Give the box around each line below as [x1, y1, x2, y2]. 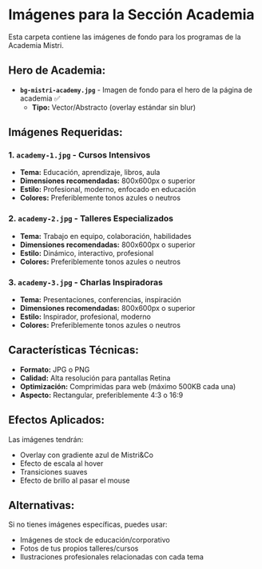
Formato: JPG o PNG [19, 364, 90, 374]
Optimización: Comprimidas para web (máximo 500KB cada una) [19, 381, 236, 391]
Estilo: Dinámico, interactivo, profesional [19, 248, 154, 257]
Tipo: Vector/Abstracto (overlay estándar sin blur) [31, 102, 196, 112]
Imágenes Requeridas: [8, 125, 123, 139]
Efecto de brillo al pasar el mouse [19, 475, 130, 485]
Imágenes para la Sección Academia [8, 6, 255, 24]
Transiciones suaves [19, 467, 88, 476]
